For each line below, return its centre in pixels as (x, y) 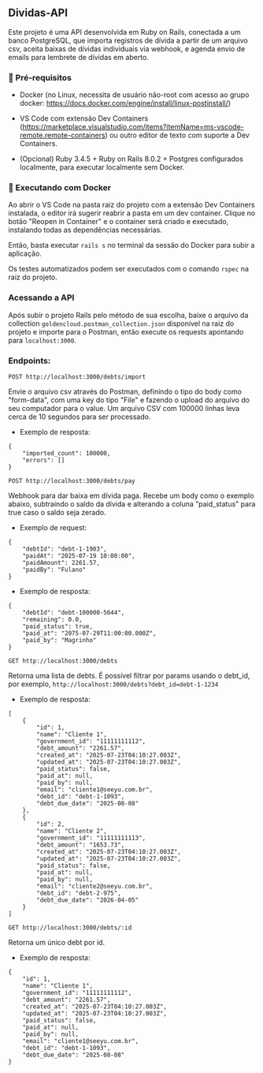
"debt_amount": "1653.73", (81, 845)
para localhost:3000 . (42, 340)
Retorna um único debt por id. (57, 942)
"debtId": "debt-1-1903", (65, 549)
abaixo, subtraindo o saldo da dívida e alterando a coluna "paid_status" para (132, 504)
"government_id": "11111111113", (91, 838)
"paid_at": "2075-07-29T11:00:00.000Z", (89, 634)
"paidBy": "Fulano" (54, 570)
